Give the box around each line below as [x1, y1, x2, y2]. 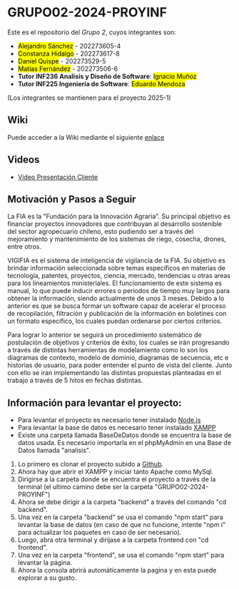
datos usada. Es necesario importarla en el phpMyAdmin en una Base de [17, 439, 232, 447]
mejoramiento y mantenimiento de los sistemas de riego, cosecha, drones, [7, 235, 227, 243]
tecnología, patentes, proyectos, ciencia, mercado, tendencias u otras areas [7, 272, 230, 280]
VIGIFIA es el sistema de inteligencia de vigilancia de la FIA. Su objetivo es [7, 256, 226, 265]
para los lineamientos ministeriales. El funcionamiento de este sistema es [7, 279, 223, 287]
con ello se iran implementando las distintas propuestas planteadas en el [7, 369, 221, 377]
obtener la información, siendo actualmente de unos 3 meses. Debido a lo [7, 294, 225, 303]
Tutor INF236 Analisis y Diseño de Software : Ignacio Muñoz [17, 72, 198, 81]
